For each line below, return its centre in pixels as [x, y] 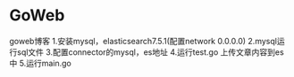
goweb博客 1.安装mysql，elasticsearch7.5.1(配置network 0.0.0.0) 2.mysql [143, 41]
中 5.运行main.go [40, 63]
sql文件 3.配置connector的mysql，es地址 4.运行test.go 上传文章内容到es [150, 52]
